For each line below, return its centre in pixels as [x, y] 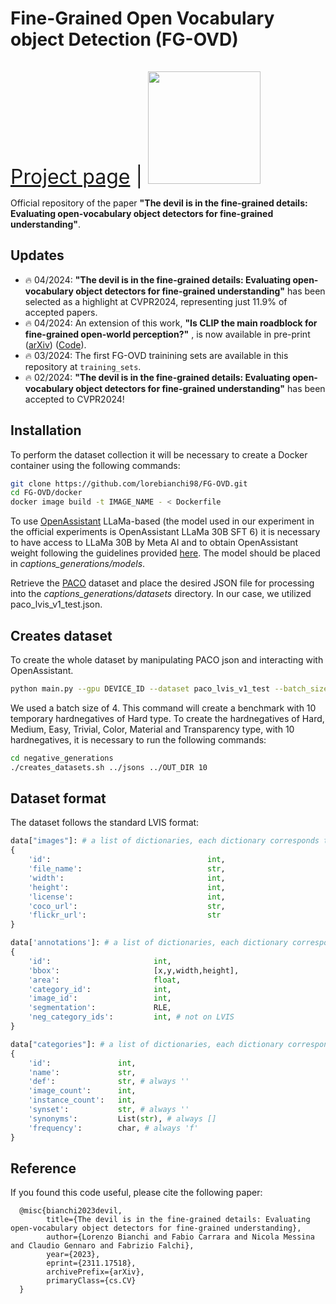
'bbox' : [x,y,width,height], [134, 970]
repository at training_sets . [83, 366]
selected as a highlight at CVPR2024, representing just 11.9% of [156, 301]
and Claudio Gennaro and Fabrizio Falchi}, [102, 1246]
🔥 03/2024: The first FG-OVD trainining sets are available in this [156, 355]
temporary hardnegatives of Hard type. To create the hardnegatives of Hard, [167, 718]
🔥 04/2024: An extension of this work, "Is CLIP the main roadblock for [171, 323]
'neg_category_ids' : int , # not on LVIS [131, 1017]
